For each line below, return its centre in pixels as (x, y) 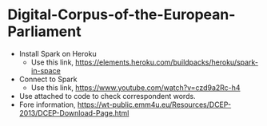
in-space (46, 70)
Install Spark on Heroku (58, 53)
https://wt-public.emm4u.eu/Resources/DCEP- (155, 104)
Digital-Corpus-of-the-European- (122, 15)
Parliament (44, 31)
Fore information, (48, 104)
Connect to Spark (48, 79)
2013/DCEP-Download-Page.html (74, 112)
